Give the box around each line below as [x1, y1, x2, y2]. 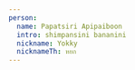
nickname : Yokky [16, 38, 78, 48]
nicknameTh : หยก [16, 47, 77, 56]
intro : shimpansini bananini [16, 30, 127, 39]
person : [8, 13, 38, 23]
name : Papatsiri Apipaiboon [16, 22, 123, 31]
